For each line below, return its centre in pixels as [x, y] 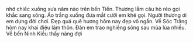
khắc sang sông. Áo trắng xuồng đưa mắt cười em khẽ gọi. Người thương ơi [96, 15]
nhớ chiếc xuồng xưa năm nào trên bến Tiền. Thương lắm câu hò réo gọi [93, 9]
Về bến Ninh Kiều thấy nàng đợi [44, 34]
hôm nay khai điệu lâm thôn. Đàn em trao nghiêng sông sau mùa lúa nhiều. [96, 27]
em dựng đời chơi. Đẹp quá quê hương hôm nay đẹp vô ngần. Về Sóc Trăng [97, 21]
